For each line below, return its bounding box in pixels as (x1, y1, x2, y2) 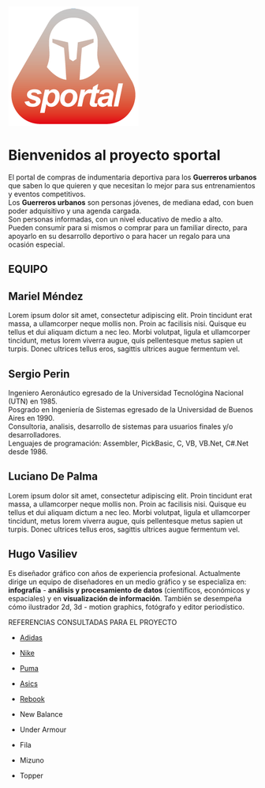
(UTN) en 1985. (8, 396, 58, 406)
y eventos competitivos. (8, 189, 86, 199)
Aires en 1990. (8, 413, 55, 422)
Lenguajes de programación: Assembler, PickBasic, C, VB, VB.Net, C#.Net (8, 438, 249, 448)
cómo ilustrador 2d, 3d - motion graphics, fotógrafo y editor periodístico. (8, 602, 244, 612)
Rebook (19, 694, 45, 703)
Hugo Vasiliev (8, 547, 78, 561)
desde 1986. (8, 446, 49, 457)
